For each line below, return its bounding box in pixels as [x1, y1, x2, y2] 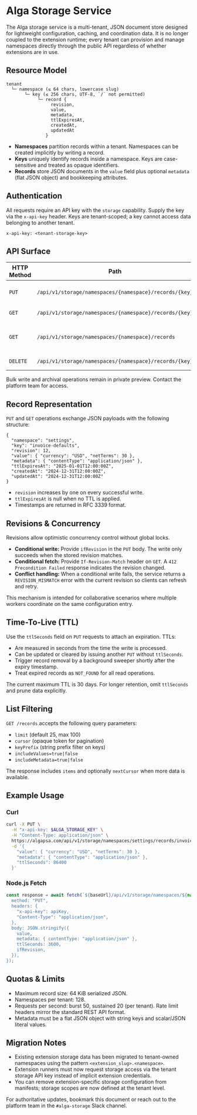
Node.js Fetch [6, 879, 47, 887]
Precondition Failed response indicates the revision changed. [14, 564, 166, 571]
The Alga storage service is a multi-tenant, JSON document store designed [6, 23, 188, 31]
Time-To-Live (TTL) [6, 618, 79, 628]
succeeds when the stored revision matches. [14, 552, 123, 558]
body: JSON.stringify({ [11, 925, 69, 931]
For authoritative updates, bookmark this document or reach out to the [6, 1096, 176, 1103]
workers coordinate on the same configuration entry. [6, 601, 134, 607]
